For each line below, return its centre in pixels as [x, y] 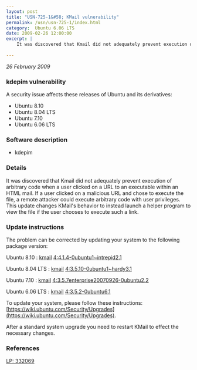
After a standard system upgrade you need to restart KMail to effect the [92, 327]
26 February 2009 [28, 66]
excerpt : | [19, 39]
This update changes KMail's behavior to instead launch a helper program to [98, 206]
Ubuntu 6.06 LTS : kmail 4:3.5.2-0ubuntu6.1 [58, 291]
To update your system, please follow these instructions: [74, 302]
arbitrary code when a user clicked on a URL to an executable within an [92, 187]
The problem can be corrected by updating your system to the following [93, 240]
